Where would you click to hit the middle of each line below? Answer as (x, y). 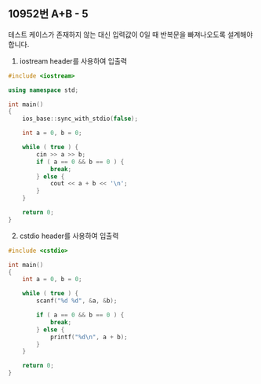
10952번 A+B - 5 (48, 14)
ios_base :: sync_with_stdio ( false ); (80, 119)
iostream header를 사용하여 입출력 (73, 60)
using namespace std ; (43, 90)
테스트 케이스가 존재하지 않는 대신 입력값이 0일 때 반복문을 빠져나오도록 (117, 35)
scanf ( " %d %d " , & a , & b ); (77, 301)
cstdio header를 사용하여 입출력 (69, 236)
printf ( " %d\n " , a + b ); (89, 337)
